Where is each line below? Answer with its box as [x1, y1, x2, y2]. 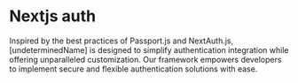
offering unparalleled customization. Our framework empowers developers [9, 54, 282, 64]
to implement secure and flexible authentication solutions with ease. [9, 64, 258, 74]
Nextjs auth [9, 6, 96, 26]
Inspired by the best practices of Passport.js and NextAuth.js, [9, 35, 234, 46]
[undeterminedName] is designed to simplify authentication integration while [9, 44, 289, 55]
